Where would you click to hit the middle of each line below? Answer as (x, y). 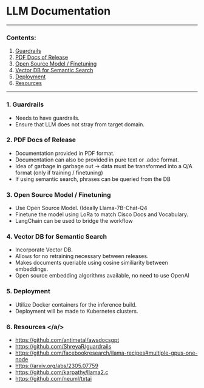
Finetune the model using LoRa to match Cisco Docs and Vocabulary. (102, 214)
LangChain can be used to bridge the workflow (74, 221)
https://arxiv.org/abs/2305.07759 (57, 366)
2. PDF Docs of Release (41, 140)
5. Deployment (28, 291)
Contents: (21, 38)
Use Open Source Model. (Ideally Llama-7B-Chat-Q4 (81, 208)
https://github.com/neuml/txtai (53, 379)
